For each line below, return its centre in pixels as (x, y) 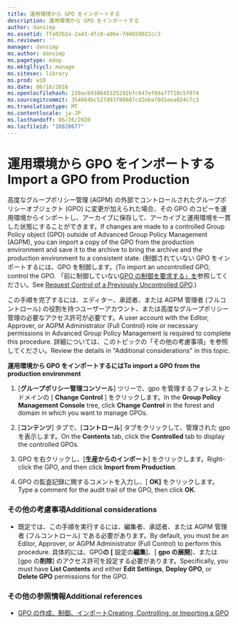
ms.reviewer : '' (31, 41)
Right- (216, 459)
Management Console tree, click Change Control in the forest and (116, 406)
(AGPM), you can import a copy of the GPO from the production (101, 242)
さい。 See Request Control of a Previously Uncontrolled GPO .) (105, 285)
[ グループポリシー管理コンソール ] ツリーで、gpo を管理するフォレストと (124, 388)
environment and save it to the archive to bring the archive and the (105, 250)
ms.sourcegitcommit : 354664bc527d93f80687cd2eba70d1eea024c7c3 (103, 100)
